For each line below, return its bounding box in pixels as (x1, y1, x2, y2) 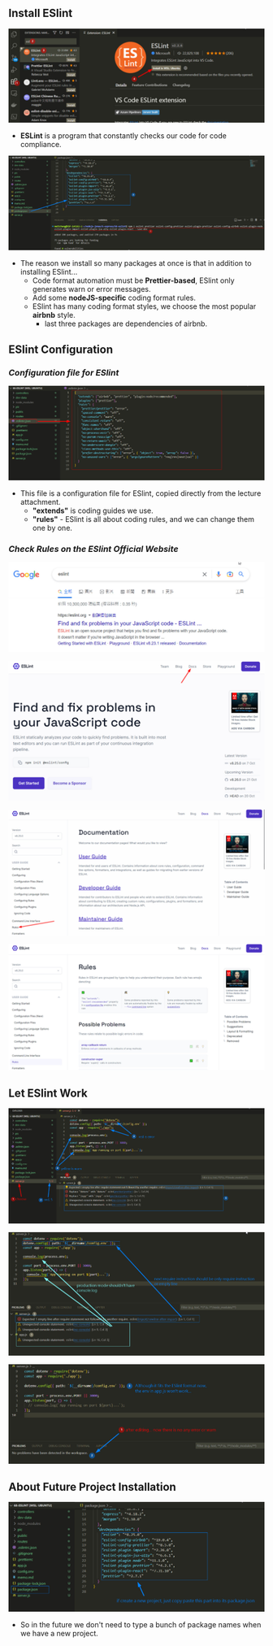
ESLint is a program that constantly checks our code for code (19, 130, 227, 141)
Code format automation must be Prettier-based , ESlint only (32, 276, 235, 285)
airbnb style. (32, 311, 76, 320)
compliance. (19, 139, 63, 149)
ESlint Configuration (8, 342, 114, 356)
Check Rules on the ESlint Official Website (8, 543, 179, 554)
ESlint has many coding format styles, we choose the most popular (32, 302, 257, 311)
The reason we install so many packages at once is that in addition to (19, 258, 252, 268)
